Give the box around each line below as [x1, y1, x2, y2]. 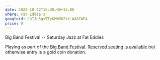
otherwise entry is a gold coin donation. [5, 49, 86, 55]
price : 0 [5, 21, 23, 26]
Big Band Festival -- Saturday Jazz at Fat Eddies [5, 34, 104, 40]
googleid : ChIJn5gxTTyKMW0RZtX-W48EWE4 [5, 16, 88, 21]
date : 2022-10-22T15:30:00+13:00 [5, 7, 75, 12]
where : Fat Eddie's [5, 12, 46, 17]
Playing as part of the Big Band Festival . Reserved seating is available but [5, 44, 156, 50]
